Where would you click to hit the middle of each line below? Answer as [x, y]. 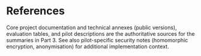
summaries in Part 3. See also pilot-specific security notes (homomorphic [97, 40]
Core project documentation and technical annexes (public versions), [91, 27]
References [35, 11]
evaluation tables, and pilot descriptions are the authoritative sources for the [100, 33]
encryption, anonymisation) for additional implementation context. [88, 46]
